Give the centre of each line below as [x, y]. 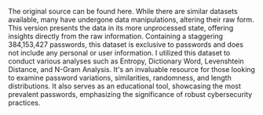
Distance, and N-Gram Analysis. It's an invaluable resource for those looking [131, 69]
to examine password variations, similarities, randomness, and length [120, 78]
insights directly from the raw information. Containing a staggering [116, 36]
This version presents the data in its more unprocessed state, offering [121, 28]
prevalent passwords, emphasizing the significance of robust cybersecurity [130, 94]
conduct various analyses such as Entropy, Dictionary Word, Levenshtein [126, 61]
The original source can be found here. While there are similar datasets [123, 11]
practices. [24, 102]
